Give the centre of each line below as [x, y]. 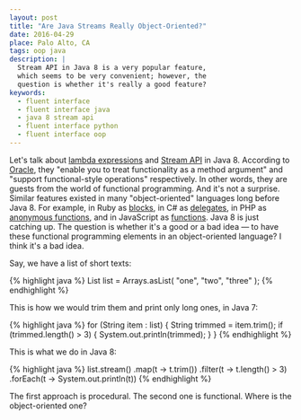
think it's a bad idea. [47, 245]
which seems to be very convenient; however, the [112, 76]
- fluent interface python [68, 127]
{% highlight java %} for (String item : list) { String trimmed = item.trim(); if [146, 325]
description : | [38, 59]
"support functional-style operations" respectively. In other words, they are [148, 179]
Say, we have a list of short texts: [71, 263]
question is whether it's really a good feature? [112, 84]
